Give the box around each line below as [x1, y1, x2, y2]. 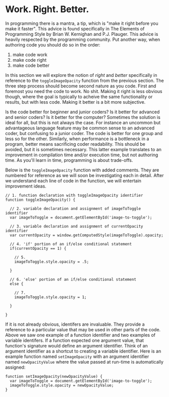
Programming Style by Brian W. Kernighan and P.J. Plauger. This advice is [5, 31, 158, 37]
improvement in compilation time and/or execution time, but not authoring [5, 152, 158, 158]
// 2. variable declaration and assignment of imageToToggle [10, 206, 141, 211]
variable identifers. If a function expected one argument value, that [5, 337, 144, 343]
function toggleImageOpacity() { [5, 197, 76, 202]
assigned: [5, 364, 26, 370]
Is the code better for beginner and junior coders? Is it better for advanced [5, 109, 160, 115]
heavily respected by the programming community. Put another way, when [5, 36, 160, 42]
